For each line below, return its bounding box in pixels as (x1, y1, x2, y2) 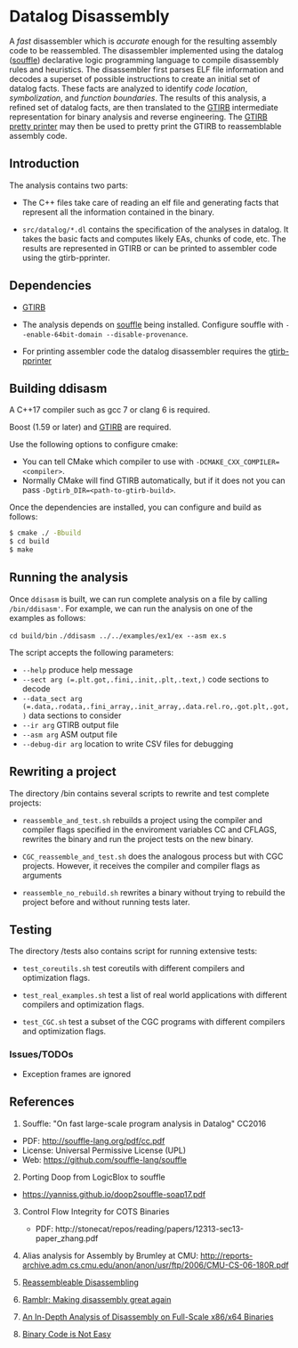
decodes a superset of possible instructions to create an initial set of (9, 73, 261, 84)
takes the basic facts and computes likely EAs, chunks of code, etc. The (21, 233, 286, 244)
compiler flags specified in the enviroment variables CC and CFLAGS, (21, 824, 278, 835)
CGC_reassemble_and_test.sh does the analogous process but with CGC (21, 851, 284, 862)
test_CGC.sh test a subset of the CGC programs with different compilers (21, 1017, 286, 1027)
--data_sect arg (21, 694, 83, 703)
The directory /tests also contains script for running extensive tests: (9, 946, 258, 957)
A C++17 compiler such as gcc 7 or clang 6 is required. (9, 404, 211, 415)
